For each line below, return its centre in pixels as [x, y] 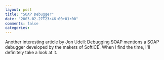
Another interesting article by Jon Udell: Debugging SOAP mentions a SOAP [82, 42]
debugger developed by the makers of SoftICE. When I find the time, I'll [78, 47]
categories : [17, 28]
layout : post [19, 10]
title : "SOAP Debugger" [30, 14]
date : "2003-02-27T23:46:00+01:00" [42, 19]
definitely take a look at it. [31, 53]
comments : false [22, 23]
